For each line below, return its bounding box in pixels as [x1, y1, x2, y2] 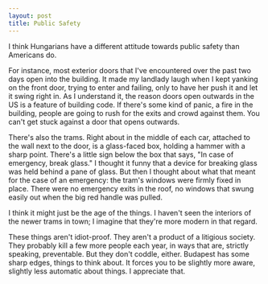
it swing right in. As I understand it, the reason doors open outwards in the [8, 91, 255, 101]
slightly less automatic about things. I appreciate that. [8, 266, 186, 276]
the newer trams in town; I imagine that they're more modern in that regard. [8, 216, 258, 226]
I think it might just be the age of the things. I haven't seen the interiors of [8, 208, 252, 217]
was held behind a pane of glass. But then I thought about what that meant [8, 167, 256, 176]
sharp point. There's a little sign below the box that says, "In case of [8, 150, 234, 159]
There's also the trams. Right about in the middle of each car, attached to [8, 132, 251, 142]
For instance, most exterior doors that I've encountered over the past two [8, 65, 252, 75]
